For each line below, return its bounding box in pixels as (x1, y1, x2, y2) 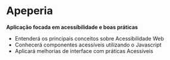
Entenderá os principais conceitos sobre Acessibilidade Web (14, 35, 164, 42)
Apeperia (6, 4, 53, 18)
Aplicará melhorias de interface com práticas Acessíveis (14, 47, 153, 54)
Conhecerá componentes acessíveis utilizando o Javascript (14, 41, 162, 48)
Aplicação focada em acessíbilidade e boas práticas (6, 24, 138, 31)
